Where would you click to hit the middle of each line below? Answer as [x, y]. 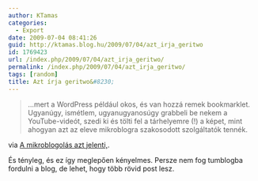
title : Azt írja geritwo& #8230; [61, 81]
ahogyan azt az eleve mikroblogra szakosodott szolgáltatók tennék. [137, 129]
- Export [30, 30]
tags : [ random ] [33, 74]
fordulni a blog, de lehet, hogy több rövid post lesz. [91, 168]
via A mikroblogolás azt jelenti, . [59, 145]
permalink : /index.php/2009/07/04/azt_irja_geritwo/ [97, 67]
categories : [28, 23]
